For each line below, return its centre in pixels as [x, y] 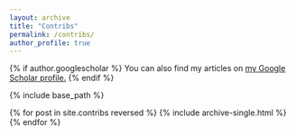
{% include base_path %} [57, 95]
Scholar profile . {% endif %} [62, 78]
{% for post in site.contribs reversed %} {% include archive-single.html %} [148, 112]
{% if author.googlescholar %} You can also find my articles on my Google [148, 68]
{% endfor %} [35, 122]
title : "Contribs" [44, 26]
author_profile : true [50, 43]
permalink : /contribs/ [52, 34]
